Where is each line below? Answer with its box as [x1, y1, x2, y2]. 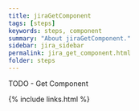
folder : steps [8, 57, 56, 65]
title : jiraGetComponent [8, 11, 92, 20]
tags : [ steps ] [8, 19, 56, 27]
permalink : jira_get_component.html [8, 49, 131, 57]
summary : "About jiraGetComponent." [8, 34, 131, 43]
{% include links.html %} [8, 94, 90, 104]
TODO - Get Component [8, 78, 88, 88]
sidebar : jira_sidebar [8, 42, 84, 50]
